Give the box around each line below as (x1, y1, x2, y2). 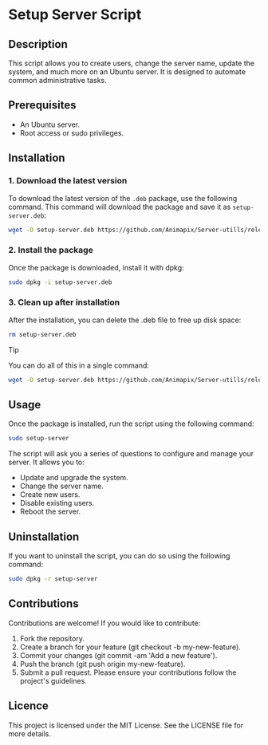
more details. (8, 728, 52, 739)
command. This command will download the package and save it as (8, 202, 231, 211)
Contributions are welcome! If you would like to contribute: (8, 618, 201, 628)
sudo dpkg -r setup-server (8, 575, 98, 583)
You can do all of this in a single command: (8, 361, 150, 370)
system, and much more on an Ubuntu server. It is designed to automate (8, 67, 246, 77)
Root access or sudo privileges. (19, 128, 124, 137)
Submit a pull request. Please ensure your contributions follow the (19, 668, 237, 677)
